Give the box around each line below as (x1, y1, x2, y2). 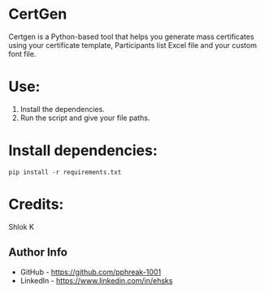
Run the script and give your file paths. (20, 113, 150, 123)
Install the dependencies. (20, 104, 106, 114)
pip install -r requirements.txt (8, 168, 122, 176)
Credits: (8, 196, 64, 213)
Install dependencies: (8, 141, 159, 160)
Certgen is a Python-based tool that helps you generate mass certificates (8, 32, 254, 41)
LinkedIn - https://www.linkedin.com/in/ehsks (20, 275, 173, 285)
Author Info (8, 245, 67, 260)
